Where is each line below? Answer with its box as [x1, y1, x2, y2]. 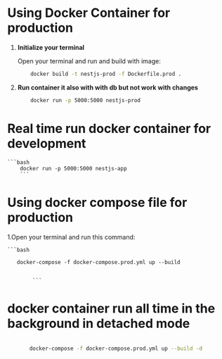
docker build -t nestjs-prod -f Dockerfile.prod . [30, 70, 182, 77]
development [7, 135, 86, 151]
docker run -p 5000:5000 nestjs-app [20, 165, 128, 172]
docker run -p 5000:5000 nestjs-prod [30, 96, 141, 103]
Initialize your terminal [17, 43, 85, 51]
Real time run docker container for [7, 120, 211, 137]
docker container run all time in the [7, 301, 216, 316]
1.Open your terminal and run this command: [7, 232, 136, 241]
